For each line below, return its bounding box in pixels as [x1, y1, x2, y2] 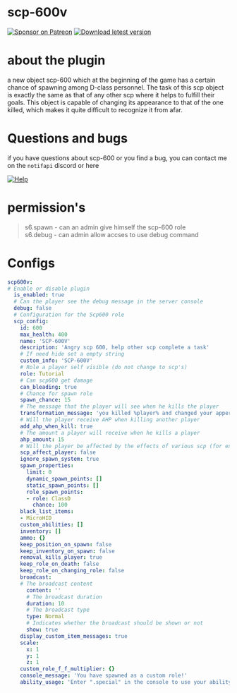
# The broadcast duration [25, 593, 102, 601]
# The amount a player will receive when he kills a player [20, 429, 200, 436]
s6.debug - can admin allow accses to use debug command [24, 230, 199, 239]
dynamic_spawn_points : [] [25, 475, 102, 482]
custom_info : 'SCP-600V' [20, 357, 93, 364]
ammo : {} [20, 534, 46, 541]
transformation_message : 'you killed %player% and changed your [20, 410, 213, 417]
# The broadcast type [25, 606, 90, 614]
